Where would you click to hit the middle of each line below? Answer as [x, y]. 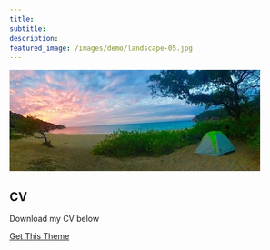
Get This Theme [40, 236]
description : [34, 38]
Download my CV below [55, 219]
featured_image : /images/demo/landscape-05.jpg [101, 48]
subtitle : [28, 29]
